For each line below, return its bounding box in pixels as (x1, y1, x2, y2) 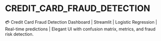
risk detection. (5, 31, 34, 37)
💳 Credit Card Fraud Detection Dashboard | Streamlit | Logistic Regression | (5, 19, 158, 25)
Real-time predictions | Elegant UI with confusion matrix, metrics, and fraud (5, 26, 156, 32)
